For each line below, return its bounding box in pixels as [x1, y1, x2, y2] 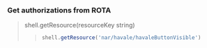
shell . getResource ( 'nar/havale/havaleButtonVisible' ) [41, 34, 201, 41]
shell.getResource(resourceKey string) [24, 21, 135, 29]
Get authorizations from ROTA [7, 5, 112, 15]
